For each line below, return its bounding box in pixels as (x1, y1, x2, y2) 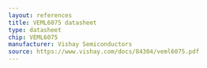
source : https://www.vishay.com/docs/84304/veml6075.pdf (8, 48, 200, 55)
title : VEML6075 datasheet (8, 19, 97, 27)
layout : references (8, 11, 73, 20)
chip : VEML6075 (8, 33, 58, 41)
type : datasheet (8, 26, 62, 34)
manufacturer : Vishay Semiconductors (8, 41, 133, 48)
